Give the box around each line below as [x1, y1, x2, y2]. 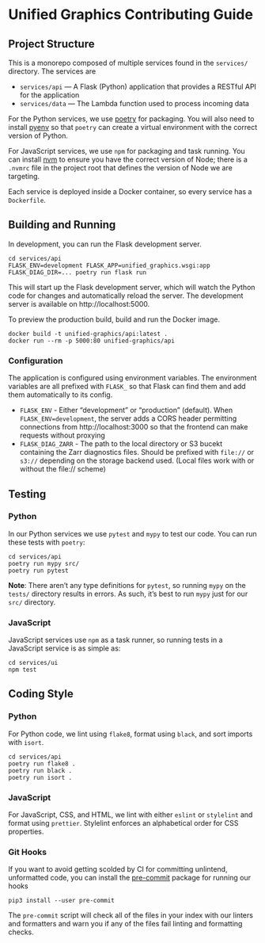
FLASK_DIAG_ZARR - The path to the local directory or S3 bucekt [19, 439, 223, 449]
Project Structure [8, 37, 95, 51]
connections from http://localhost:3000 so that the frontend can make [19, 422, 248, 432]
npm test [8, 666, 37, 674]
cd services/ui [8, 659, 59, 667]
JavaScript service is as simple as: [8, 643, 121, 653]
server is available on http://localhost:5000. [8, 299, 150, 308]
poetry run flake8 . [8, 759, 77, 768]
